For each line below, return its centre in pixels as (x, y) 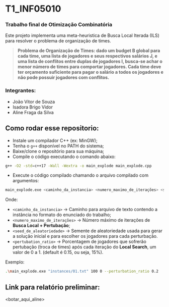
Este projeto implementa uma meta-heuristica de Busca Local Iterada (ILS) (82, 35)
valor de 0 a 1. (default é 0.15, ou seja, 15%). (58, 252)
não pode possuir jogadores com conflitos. (63, 78)
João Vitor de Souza (34, 101)
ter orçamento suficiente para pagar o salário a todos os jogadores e (90, 72)
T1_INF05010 (33, 9)
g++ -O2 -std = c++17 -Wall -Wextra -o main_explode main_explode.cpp (78, 166)
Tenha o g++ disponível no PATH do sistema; (58, 146)
